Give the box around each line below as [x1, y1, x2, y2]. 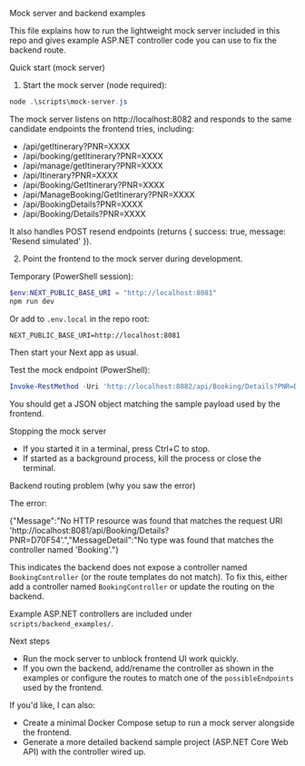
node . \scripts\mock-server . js [9, 97, 128, 106]
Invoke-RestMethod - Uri [9, 381, 100, 391]
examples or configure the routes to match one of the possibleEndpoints [22, 672, 294, 683]
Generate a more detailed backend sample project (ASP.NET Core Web [22, 736, 289, 747]
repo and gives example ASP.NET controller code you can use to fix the [9, 35, 277, 45]
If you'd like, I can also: [9, 699, 95, 711]
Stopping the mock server [9, 426, 107, 437]
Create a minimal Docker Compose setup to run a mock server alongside [22, 717, 295, 728]
